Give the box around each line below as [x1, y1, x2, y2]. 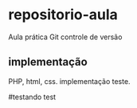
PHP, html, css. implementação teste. [8, 76, 131, 86]
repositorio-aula [8, 6, 118, 24]
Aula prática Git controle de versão [8, 32, 123, 42]
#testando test [8, 92, 57, 102]
